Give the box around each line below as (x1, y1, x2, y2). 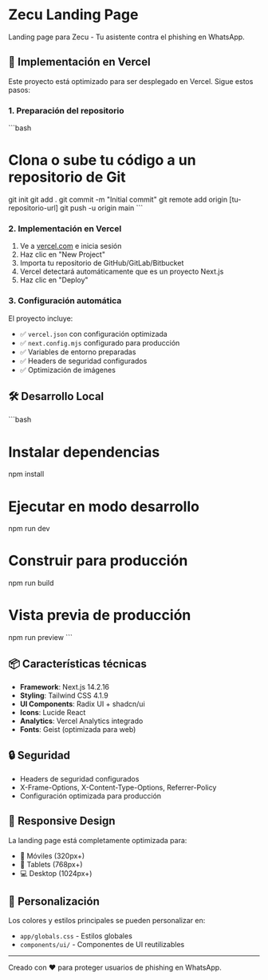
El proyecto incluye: (8, 314, 73, 323)
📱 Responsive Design (8, 814, 116, 828)
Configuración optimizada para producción (19, 790, 162, 801)
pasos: (8, 85, 30, 94)
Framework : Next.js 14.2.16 (19, 682, 110, 691)
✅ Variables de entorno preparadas (19, 346, 136, 357)
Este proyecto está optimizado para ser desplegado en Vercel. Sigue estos (8, 76, 254, 86)
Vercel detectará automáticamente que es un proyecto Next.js (19, 266, 224, 277)
